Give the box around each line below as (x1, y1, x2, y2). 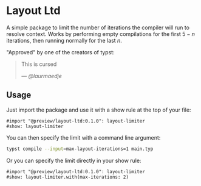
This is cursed (21, 60, 57, 68)
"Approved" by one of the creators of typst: (6, 48, 115, 55)
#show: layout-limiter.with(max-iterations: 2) (6, 174, 129, 180)
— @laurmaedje (21, 72, 62, 79)
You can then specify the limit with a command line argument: (6, 134, 161, 141)
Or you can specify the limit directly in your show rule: (6, 157, 141, 164)
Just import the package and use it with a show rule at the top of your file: (6, 106, 191, 113)
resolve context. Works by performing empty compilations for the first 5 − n (6, 30, 196, 37)
